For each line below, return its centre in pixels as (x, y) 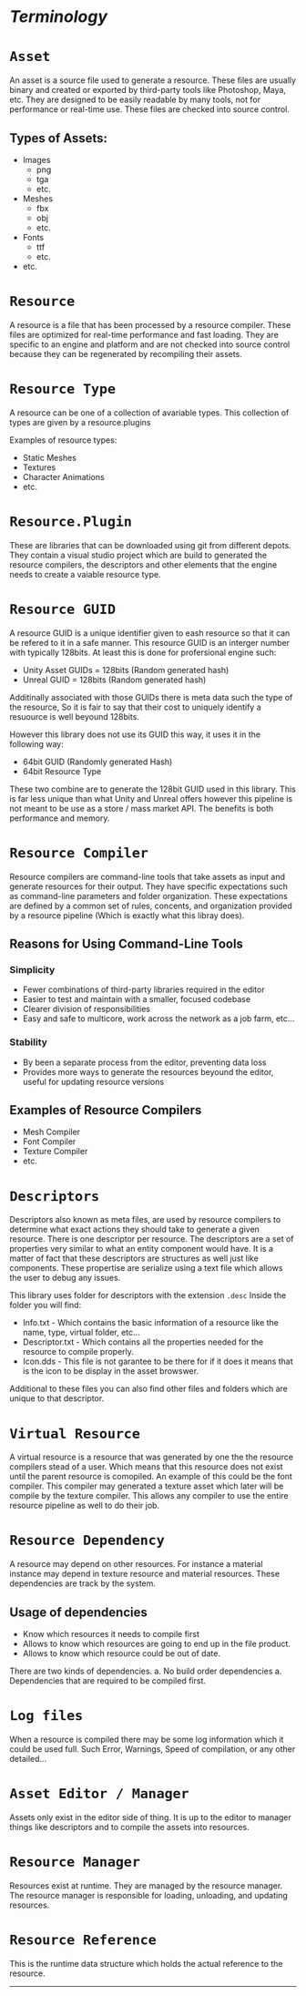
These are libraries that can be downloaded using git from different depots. (150, 545)
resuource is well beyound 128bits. (74, 716)
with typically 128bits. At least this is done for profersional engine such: (143, 652)
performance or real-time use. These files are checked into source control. (149, 109)
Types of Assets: (58, 138)
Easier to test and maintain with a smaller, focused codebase (137, 999)
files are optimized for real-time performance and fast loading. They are (144, 334)
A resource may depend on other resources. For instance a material (136, 1564)
